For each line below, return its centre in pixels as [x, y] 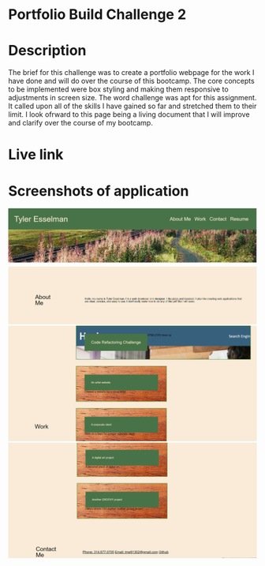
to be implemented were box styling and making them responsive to [118, 89]
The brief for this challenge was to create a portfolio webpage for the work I [131, 73]
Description [47, 51]
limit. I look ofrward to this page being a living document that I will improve [129, 114]
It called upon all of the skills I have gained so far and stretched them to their [132, 106]
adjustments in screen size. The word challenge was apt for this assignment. [132, 98]
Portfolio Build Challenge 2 [97, 15]
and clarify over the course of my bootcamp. [81, 123]
